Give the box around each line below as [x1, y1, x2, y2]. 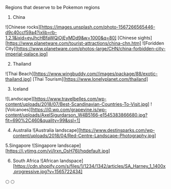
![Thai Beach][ [5, 71, 36, 77]
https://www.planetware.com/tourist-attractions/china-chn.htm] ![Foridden [7, 40, 164, 46]
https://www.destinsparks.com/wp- [80, 127, 155, 133]
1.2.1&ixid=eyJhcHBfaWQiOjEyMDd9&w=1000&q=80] [5, 35, 117, 41]
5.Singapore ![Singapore [5, 142, 57, 148]
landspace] [59, 157, 83, 164]
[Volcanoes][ [5, 107, 33, 112]
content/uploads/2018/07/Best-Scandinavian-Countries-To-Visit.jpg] [5, 101, 150, 107]
